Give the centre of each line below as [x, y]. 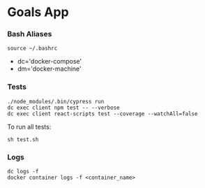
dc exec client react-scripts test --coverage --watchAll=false [102, 114]
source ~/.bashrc [32, 49]
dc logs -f [23, 172]
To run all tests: [29, 126]
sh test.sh [23, 139]
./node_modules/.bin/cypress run [56, 101]
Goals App [38, 12]
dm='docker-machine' [49, 69]
